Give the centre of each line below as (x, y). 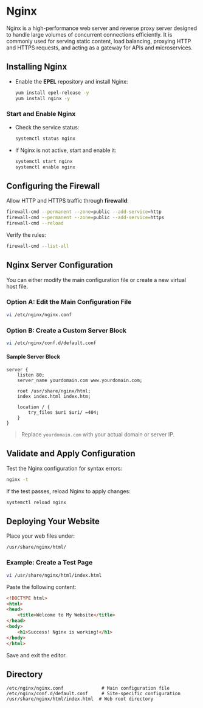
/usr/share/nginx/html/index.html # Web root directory (80, 699)
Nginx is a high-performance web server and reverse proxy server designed (102, 28)
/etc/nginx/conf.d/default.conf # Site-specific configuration (94, 694)
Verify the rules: (26, 235)
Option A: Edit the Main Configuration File (69, 302)
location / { (34, 407)
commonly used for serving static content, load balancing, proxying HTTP (99, 41)
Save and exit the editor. (36, 655)
